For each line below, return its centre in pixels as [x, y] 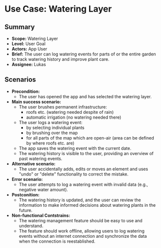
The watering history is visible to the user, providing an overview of [86, 153]
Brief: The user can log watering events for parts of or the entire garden [84, 54]
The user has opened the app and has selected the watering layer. [85, 96]
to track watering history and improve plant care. [61, 59]
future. [26, 210]
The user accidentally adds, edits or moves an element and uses [83, 169]
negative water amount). [44, 189]
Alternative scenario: [34, 163]
